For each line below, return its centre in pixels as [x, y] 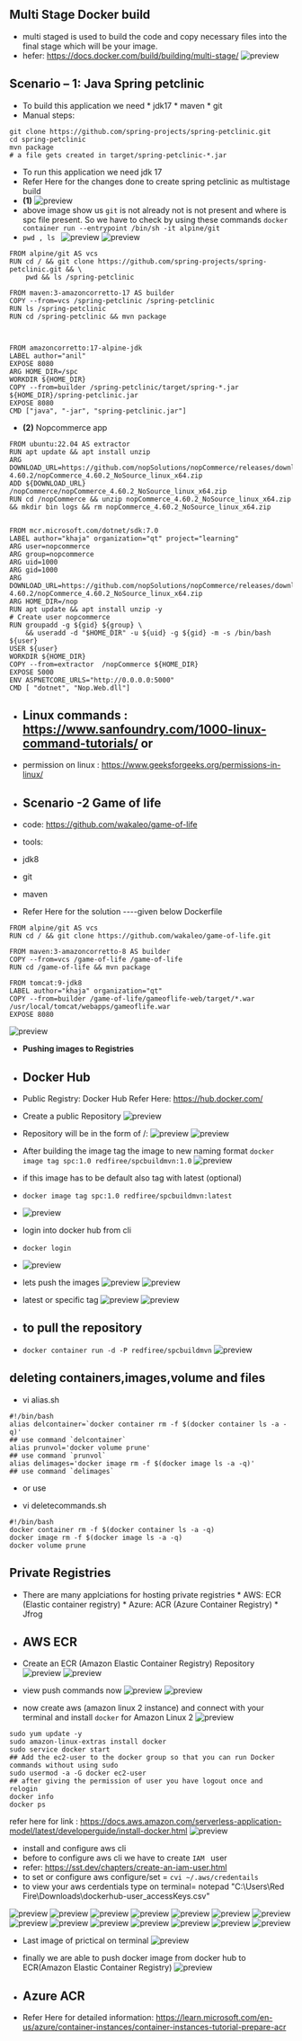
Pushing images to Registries [78, 1049]
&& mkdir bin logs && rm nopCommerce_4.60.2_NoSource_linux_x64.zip [140, 507]
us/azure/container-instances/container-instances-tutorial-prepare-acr [154, 2028]
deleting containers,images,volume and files [138, 1378]
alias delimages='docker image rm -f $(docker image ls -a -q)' [132, 1463]
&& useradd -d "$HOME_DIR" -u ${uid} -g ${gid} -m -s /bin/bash [148, 633]
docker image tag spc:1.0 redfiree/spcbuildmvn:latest [127, 1196]
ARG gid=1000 [34, 570]
